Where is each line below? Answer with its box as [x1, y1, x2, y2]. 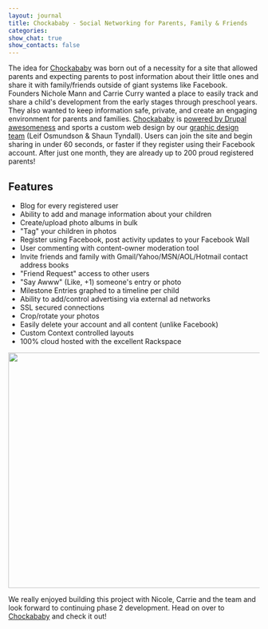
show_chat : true [8, 34, 62, 42]
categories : [8, 26, 48, 34]
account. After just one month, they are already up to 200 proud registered [8, 148, 254, 158]
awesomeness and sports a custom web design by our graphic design [8, 123, 239, 133]
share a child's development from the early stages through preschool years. [8, 97, 258, 107]
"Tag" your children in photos [19, 226, 117, 235]
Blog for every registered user [19, 200, 119, 210]
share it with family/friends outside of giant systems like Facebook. [8, 81, 228, 90]
